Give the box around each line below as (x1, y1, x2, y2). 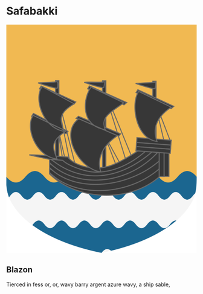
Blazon (6, 264, 33, 275)
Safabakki (6, 4, 58, 18)
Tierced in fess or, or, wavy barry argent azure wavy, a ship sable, (6, 281, 170, 288)
